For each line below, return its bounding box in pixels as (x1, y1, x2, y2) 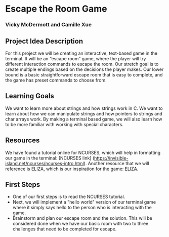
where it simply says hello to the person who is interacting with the (12, 205, 152, 211)
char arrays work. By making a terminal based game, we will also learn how (5, 116, 162, 122)
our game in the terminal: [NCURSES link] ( (5, 155, 95, 161)
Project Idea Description (5, 36, 83, 46)
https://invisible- (94, 155, 129, 161)
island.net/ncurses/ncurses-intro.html (5, 160, 85, 166)
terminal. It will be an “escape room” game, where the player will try (5, 55, 146, 61)
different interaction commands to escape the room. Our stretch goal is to (5, 61, 159, 67)
